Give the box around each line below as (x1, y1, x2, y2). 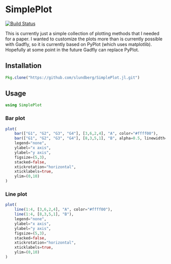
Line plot (5, 190, 27, 198)
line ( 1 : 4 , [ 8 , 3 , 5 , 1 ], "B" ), (14, 212, 74, 217)
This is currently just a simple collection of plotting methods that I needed (5, 30, 159, 36)
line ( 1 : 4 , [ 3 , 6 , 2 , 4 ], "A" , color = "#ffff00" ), (14, 207, 113, 212)
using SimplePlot (5, 103, 42, 108)
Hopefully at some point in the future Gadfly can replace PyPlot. (5, 46, 139, 53)
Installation (5, 61, 42, 70)
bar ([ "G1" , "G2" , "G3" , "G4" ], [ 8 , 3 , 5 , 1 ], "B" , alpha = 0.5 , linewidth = (14, 136, 167, 141)
